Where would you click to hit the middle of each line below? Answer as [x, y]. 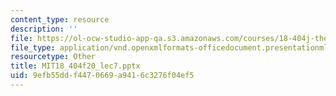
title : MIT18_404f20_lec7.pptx [75, 66]
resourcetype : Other [53, 57]
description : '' [44, 29]
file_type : [33, 47]
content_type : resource [60, 19]
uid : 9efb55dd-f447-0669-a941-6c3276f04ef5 [102, 76]
